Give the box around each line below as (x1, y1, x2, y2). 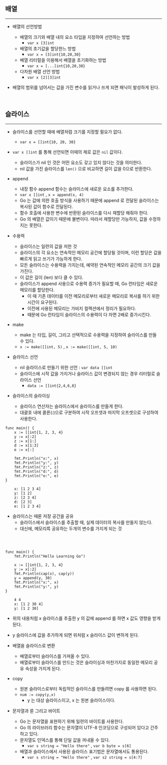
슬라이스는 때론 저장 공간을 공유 (12, 513, 74, 519)
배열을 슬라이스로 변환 (12, 642, 56, 648)
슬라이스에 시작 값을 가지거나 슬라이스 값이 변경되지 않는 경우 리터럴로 (19, 371, 156, 377)
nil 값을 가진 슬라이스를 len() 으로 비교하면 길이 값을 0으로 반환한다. (19, 165, 153, 171)
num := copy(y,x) (19, 692, 56, 697)
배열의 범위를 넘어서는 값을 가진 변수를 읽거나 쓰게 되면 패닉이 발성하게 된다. (12, 84, 160, 90)
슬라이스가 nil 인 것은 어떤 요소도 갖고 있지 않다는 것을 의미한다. (19, 159, 143, 165)
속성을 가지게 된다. (25, 665, 61, 672)
